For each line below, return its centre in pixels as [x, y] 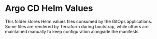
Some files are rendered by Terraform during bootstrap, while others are [77, 26]
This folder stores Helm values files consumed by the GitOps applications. [78, 21]
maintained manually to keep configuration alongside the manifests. [72, 31]
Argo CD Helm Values [49, 8]
